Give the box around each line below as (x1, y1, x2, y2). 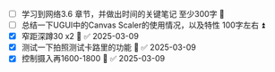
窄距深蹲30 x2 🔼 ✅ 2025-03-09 (21, 31, 140, 42)
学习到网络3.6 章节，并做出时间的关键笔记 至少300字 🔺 (21, 9, 225, 19)
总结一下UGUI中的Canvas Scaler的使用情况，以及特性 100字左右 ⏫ (21, 20, 265, 30)
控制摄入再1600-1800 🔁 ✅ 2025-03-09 (21, 53, 166, 64)
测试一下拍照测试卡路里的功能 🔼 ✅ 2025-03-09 (21, 42, 196, 52)
